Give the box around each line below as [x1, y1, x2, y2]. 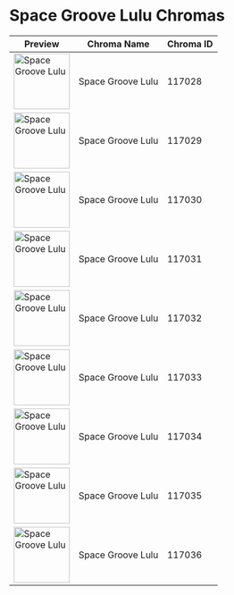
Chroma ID [166, 38, 213, 50]
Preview [23, 38, 60, 50]
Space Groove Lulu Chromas [9, 5, 225, 26]
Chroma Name [87, 38, 150, 50]
